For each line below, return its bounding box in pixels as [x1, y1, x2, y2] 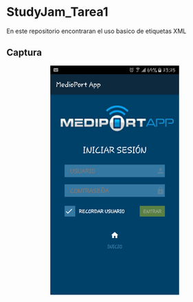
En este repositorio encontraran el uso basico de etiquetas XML [6, 27, 187, 35]
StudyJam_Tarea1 [6, 4, 109, 20]
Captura [6, 47, 43, 58]
